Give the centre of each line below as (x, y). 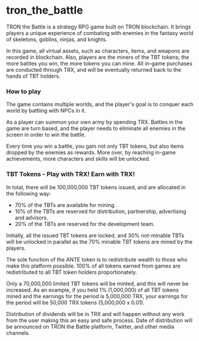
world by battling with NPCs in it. (46, 111)
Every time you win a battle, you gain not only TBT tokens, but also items (95, 146)
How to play (24, 91)
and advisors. (31, 218)
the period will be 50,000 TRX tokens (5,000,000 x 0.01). (75, 302)
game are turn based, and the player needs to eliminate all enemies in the (96, 129)
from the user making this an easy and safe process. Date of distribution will (99, 320)
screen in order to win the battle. (46, 135)
